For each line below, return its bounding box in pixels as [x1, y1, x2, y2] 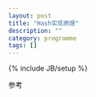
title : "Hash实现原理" [8, 19, 79, 27]
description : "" [8, 26, 62, 34]
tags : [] [8, 42, 38, 50]
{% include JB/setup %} [8, 63, 88, 73]
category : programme [8, 34, 78, 42]
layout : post [8, 11, 52, 20]
